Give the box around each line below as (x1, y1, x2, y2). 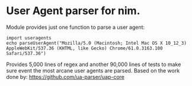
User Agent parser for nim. (6, 4, 140, 18)
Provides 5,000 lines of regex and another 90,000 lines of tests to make (6, 61, 181, 68)
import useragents (6, 35, 52, 41)
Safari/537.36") (6, 50, 46, 57)
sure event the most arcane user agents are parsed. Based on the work (6, 67, 180, 74)
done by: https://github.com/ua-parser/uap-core (6, 73, 124, 80)
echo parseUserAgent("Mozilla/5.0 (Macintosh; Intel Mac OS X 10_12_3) (6, 40, 187, 46)
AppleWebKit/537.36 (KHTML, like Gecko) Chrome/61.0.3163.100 (6, 45, 163, 51)
